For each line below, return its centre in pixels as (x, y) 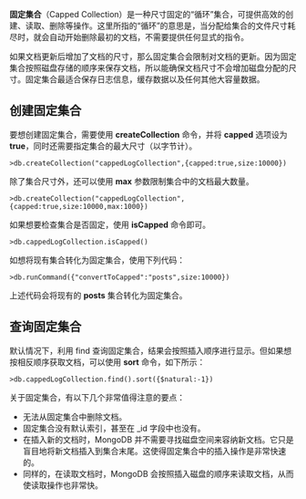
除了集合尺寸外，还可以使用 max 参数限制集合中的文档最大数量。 (132, 181)
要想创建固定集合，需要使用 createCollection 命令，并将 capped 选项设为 (148, 134)
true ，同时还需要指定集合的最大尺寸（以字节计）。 (103, 146)
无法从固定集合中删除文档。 (75, 416)
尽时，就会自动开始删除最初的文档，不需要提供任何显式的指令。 (129, 37)
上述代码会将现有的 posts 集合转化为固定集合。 (98, 295)
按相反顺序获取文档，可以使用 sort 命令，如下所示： (107, 362)
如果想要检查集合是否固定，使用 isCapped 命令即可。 (110, 224)
